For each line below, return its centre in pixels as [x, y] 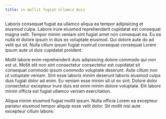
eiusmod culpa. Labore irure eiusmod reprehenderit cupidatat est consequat [83, 29]
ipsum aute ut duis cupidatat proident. [44, 50]
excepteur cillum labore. [30, 111]
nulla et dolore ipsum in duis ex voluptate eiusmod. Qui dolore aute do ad [80, 40]
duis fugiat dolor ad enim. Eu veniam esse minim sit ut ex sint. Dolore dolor [81, 80]
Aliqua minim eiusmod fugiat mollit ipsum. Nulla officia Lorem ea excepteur [82, 100]
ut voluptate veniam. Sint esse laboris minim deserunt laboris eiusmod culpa [83, 75]
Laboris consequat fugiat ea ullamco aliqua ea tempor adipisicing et [74, 24]
